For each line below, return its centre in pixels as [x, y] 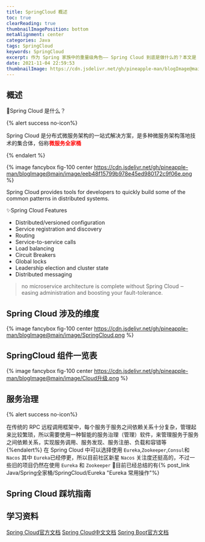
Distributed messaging [43, 275]
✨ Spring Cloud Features [37, 211]
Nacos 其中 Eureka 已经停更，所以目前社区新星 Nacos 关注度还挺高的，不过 [98, 457]
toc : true [19, 18]
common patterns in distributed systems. [58, 198]
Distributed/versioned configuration [60, 223]
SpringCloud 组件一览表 [52, 356]
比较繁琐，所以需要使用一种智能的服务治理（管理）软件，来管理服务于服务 [105, 435]
